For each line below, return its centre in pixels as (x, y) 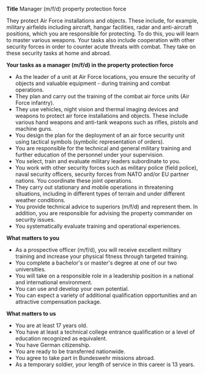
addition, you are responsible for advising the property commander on (104, 213)
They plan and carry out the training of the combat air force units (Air (102, 96)
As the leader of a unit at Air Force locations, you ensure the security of (105, 77)
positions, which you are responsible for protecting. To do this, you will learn (102, 34)
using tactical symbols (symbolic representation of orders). (90, 142)
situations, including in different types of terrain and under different (100, 194)
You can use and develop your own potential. (72, 289)
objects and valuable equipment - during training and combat (92, 83)
